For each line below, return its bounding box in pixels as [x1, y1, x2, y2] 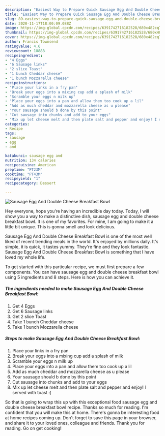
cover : [5, 35, 19, 40]
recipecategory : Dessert [5, 181, 56, 186]
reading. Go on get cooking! [5, 425, 62, 431]
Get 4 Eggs [12, 303, 35, 309]
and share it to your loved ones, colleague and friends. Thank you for [5, 420, 145, 426]
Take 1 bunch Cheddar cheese [12, 318, 74, 325]
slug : [5, 16, 16, 21]
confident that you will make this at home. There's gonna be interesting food [5, 409, 160, 415]
